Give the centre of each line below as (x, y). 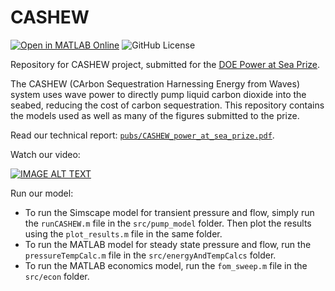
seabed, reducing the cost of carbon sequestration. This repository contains (167, 105)
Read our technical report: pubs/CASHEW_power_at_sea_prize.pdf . (142, 135)
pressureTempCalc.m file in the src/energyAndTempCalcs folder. (150, 255)
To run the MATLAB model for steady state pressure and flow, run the (168, 244)
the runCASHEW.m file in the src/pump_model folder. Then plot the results (168, 223)
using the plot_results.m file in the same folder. (123, 233)
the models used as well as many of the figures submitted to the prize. (155, 115)
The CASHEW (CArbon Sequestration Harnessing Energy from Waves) (155, 83)
